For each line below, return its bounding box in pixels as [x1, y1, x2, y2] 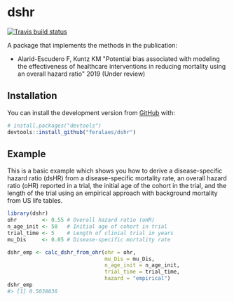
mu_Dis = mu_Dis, [104, 255, 156, 262]
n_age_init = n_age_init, [104, 262, 180, 269]
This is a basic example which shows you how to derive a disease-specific [7, 166, 223, 175]
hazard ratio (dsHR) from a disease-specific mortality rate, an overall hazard [7, 174, 228, 182]
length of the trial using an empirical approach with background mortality [7, 189, 219, 197]
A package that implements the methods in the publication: [7, 41, 177, 49]
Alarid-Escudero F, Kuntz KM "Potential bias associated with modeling [17, 54, 221, 63]
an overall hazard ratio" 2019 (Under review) [17, 69, 146, 78]
